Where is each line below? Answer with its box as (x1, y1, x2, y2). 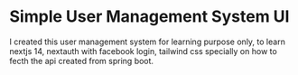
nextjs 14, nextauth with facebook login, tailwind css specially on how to (9, 45, 277, 56)
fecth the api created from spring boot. (9, 55, 154, 66)
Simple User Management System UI (9, 6, 290, 27)
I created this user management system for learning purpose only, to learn (9, 36, 286, 47)
